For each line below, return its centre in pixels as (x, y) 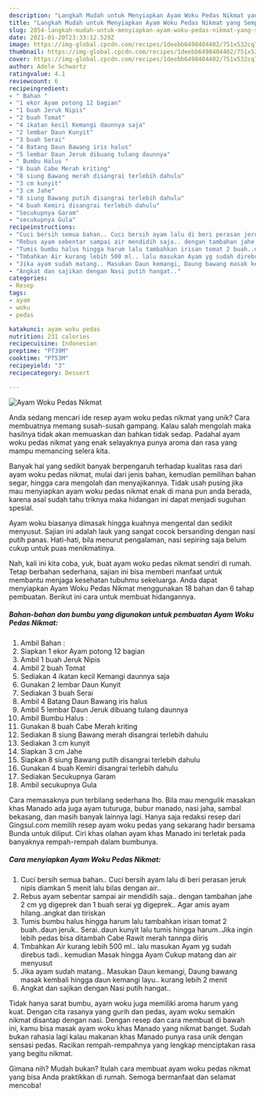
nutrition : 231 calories (49, 336)
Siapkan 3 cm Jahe (51, 751)
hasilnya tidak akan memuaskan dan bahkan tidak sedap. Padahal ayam (125, 434)
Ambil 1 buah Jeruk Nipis (60, 659)
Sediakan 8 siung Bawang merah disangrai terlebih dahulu (114, 735)
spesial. (22, 508)
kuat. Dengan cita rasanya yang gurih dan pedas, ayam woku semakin (122, 1011)
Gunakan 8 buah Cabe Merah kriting (79, 726)
